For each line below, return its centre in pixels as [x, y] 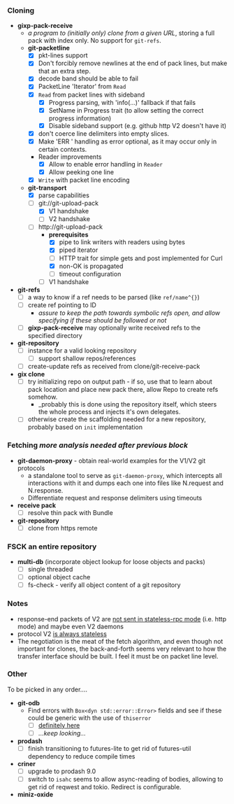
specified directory [55, 335]
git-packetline [49, 48]
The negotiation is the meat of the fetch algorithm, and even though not [120, 641]
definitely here [59, 725]
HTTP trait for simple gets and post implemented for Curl [141, 258]
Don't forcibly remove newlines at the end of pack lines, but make [133, 63]
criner [27, 763]
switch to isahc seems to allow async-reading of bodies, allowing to [125, 780]
